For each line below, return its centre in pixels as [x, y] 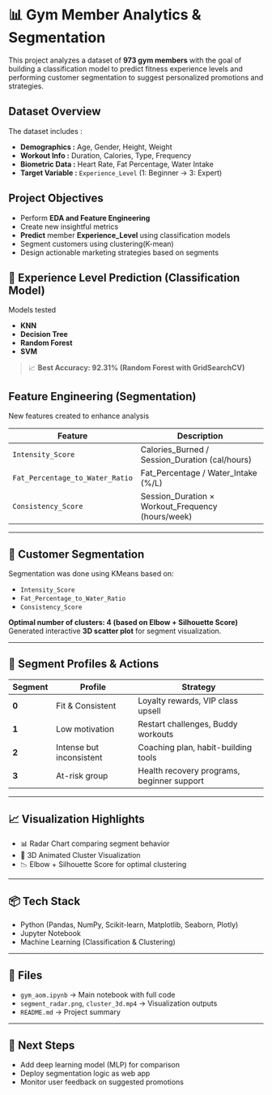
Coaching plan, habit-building [195, 747]
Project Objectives [56, 198]
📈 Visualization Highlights [77, 819]
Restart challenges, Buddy [188, 724]
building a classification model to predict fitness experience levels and [125, 68]
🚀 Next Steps [42, 1045]
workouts [156, 734]
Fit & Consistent [86, 705]
